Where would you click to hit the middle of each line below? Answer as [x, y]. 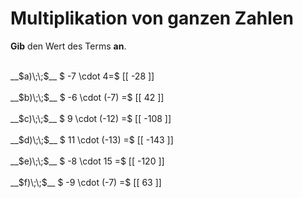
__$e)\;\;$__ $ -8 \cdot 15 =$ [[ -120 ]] [87, 161]
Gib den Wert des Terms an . [68, 46]
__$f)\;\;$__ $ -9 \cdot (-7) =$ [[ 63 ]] [86, 182]
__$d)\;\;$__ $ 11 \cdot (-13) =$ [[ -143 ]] [92, 139]
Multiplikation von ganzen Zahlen [152, 18]
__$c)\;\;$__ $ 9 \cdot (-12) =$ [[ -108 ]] [91, 118]
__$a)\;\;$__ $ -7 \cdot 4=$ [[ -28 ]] [82, 76]
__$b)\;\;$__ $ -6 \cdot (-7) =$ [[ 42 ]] [87, 97]
